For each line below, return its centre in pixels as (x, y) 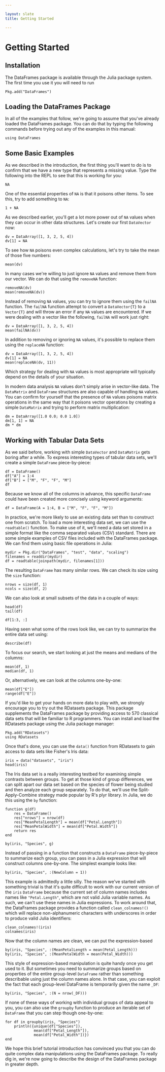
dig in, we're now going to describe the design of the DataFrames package (81, 1059)
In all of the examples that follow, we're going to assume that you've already (82, 118)
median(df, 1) (20, 671)
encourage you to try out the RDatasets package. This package (69, 708)
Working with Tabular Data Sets (55, 440)
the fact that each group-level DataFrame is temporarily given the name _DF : (82, 984)
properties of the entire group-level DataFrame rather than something (74, 974)
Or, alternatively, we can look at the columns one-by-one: (63, 680)
